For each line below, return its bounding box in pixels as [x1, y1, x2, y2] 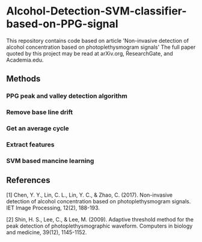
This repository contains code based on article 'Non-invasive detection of [6, 37, 189, 44]
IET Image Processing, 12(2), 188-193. [6, 204, 100, 211]
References [6, 175, 50, 185]
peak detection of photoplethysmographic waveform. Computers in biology [6, 222, 193, 229]
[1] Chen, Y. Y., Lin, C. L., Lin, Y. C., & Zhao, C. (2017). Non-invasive [6, 191, 173, 199]
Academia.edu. [6, 56, 44, 63]
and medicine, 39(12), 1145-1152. [6, 228, 87, 236]
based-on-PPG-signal [6, 17, 118, 31]
